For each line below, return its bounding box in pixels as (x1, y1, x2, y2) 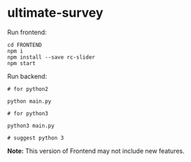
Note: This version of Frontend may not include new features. (7, 147, 185, 155)
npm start (7, 59, 36, 67)
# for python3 (7, 110, 49, 117)
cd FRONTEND (7, 41, 42, 48)
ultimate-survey (7, 5, 104, 21)
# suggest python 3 (7, 134, 64, 141)
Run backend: (7, 72, 48, 80)
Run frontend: (7, 28, 47, 36)
